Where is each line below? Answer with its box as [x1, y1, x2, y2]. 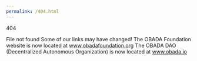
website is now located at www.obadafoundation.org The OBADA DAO [6, 42, 176, 49]
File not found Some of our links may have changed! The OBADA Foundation [6, 35, 191, 42]
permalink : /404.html [6, 8, 59, 15]
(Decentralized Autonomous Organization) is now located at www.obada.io [6, 48, 187, 55]
